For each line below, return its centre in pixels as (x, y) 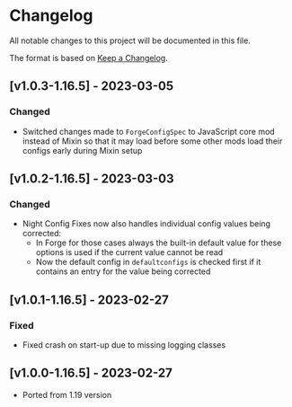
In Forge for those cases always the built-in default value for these (159, 243)
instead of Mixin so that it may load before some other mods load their (152, 141)
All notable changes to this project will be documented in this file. (130, 40)
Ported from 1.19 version (67, 394)
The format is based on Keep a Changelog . (88, 58)
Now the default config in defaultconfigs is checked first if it (148, 262)
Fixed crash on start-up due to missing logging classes (124, 345)
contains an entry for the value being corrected (123, 271)
